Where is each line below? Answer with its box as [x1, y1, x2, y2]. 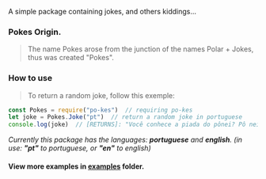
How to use [8, 73, 53, 84]
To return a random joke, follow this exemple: [27, 90, 176, 100]
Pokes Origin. [8, 26, 62, 37]
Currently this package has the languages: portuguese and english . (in [8, 135, 243, 145]
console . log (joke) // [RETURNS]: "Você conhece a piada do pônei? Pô [8, 120, 246, 129]
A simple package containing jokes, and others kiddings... [8, 7, 196, 16]
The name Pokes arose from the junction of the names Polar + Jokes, [27, 44, 254, 54]
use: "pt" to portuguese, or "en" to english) [8, 143, 152, 153]
